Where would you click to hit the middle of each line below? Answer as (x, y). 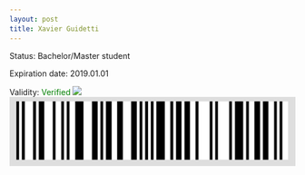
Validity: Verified (40, 92)
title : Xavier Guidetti (54, 29)
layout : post (34, 19)
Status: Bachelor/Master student (70, 55)
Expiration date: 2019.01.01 (59, 73)
